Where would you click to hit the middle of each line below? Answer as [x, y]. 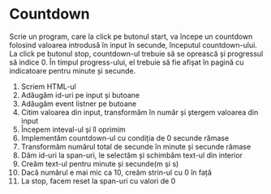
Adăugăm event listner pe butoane [79, 103]
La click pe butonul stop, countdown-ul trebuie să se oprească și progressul [136, 53]
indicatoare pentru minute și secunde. [73, 70]
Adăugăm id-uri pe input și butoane [80, 95]
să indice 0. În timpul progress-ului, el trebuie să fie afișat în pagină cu [127, 62]
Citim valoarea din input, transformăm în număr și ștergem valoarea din [140, 112]
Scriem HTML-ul [48, 86]
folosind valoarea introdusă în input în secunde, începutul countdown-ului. [133, 44]
